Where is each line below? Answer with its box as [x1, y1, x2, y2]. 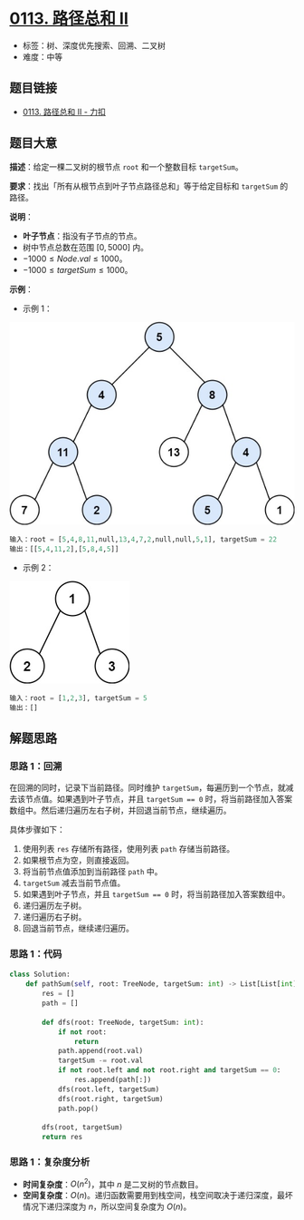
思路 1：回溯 [9, 759, 62, 772]
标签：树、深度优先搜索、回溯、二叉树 [22, 40, 166, 51]
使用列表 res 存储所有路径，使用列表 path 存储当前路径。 [22, 844, 235, 854]
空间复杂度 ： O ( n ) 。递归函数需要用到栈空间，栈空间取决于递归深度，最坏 [22, 1190, 294, 1201]
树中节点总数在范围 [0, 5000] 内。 [22, 241, 149, 252]
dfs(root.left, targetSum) [57, 1085, 160, 1094]
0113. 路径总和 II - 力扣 [22, 106, 107, 117]
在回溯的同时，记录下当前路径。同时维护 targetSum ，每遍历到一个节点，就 [9, 782, 287, 794]
